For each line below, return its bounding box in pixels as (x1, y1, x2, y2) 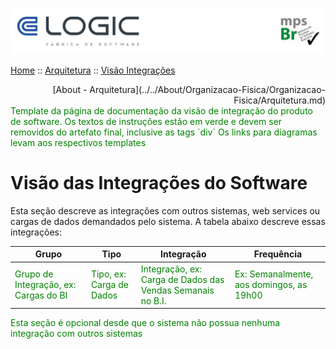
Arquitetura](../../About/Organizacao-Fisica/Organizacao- (89, 83, 326, 95)
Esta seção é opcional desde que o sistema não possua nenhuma (10, 317, 281, 329)
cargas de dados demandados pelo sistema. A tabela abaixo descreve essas (10, 215, 326, 227)
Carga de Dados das (140, 273, 225, 285)
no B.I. (140, 294, 167, 307)
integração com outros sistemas (10, 328, 143, 340)
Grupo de (14, 268, 54, 280)
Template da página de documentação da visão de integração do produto (10, 104, 313, 117)
